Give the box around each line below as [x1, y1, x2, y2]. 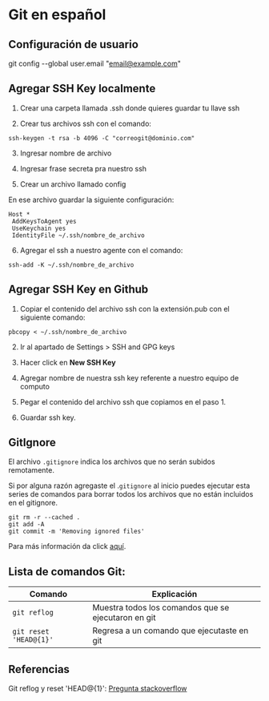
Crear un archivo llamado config [19, 179, 126, 189]
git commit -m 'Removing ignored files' [8, 527, 146, 536]
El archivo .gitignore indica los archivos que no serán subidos [8, 457, 215, 466]
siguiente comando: [19, 312, 86, 322]
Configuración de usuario [8, 38, 139, 51]
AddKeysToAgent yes [11, 217, 78, 225]
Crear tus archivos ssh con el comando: [19, 119, 152, 128]
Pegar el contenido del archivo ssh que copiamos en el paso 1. [19, 397, 227, 406]
